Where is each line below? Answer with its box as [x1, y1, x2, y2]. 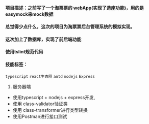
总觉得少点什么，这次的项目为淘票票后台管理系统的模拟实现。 [5, 23, 135, 30]
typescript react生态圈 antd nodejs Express [5, 74, 95, 79]
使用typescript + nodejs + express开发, [12, 94, 95, 100]
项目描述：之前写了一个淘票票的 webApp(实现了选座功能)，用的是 [5, 5, 144, 11]
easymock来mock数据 [5, 11, 54, 17]
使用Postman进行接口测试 [12, 113, 67, 119]
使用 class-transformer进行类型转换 [12, 107, 88, 113]
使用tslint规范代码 [5, 49, 43, 55]
